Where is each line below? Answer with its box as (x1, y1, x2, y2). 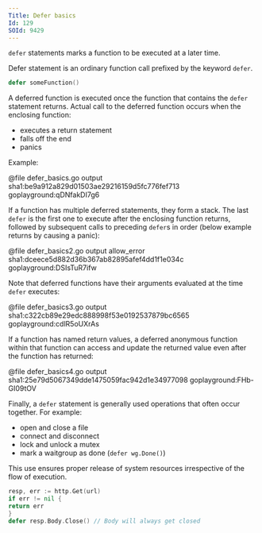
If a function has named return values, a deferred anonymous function (8, 334, 238, 344)
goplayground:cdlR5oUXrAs (8, 319, 99, 329)
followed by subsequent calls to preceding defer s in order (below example (8, 222, 252, 232)
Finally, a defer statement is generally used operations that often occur (8, 399, 241, 409)
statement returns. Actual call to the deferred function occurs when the (8, 102, 241, 111)
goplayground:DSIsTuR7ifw (8, 263, 98, 272)
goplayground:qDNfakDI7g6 (8, 190, 100, 199)
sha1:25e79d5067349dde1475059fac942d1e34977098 (8, 375, 188, 385)
